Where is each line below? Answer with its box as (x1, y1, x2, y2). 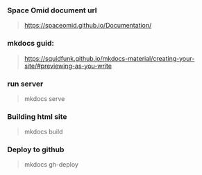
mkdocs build (24, 127, 63, 136)
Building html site (7, 111, 67, 121)
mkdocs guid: (7, 39, 54, 48)
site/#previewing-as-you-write (24, 62, 112, 70)
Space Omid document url (7, 6, 97, 15)
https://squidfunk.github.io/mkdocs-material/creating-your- (24, 54, 195, 62)
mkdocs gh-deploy (24, 160, 78, 169)
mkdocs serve (24, 94, 65, 102)
